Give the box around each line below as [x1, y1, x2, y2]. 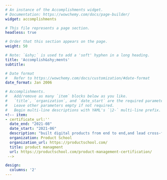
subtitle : [5, 62, 26, 67]
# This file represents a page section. [5, 25, 90, 30]
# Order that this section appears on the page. [5, 39, 108, 44]
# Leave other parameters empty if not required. [5, 103, 114, 108]
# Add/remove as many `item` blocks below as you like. [5, 94, 128, 99]
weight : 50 [5, 44, 28, 49]
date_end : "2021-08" [9, 121, 52, 127]
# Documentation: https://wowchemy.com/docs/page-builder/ [5, 12, 130, 17]
